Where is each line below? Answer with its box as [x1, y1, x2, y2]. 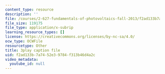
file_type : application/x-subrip [5, 25, 74, 30]
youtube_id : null [9, 61, 45, 66]
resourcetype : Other [5, 43, 48, 48]
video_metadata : [5, 57, 38, 62]
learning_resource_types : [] [5, 30, 65, 35]
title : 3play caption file [5, 48, 60, 53]
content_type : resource [5, 7, 54, 12]
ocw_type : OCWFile [5, 39, 43, 44]
